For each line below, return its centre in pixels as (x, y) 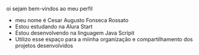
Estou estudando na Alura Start (54, 27)
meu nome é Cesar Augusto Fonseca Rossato (71, 20)
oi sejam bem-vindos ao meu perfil (50, 9)
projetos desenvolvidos (44, 45)
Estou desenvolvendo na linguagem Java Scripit (74, 33)
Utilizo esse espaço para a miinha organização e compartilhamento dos (104, 39)
